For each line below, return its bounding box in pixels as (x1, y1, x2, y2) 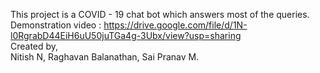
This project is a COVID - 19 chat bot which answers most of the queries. (10, 9, 310, 20)
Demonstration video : (10, 19, 102, 31)
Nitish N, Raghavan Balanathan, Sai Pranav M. (10, 51, 200, 63)
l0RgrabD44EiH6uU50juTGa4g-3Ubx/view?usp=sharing (10, 30, 242, 41)
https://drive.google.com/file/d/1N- (103, 19, 248, 31)
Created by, (10, 40, 59, 52)
